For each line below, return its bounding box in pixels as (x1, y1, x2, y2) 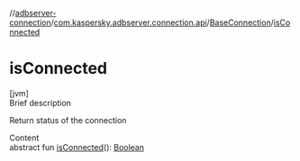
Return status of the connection (9, 114, 127, 125)
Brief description (9, 97, 72, 108)
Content (9, 132, 40, 143)
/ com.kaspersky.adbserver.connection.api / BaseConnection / (50, 17, 275, 28)
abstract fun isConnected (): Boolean (9, 141, 144, 152)
